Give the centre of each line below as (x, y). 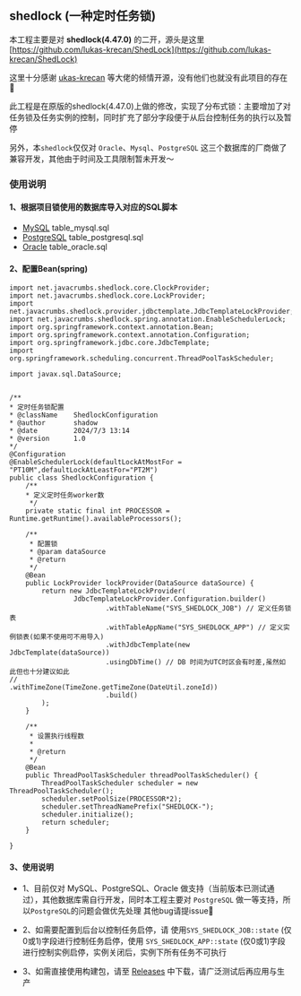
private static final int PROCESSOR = (98, 511)
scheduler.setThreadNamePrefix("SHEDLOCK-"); (128, 807)
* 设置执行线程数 (57, 736)
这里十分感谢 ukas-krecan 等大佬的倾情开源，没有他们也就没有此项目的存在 (149, 77)
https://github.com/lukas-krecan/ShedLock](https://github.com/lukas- (142, 49)
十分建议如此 (49, 672)
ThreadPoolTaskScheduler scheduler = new (120, 784)
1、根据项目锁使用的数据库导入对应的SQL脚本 (93, 207)
